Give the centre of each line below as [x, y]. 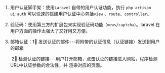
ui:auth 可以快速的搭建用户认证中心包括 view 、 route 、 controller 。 [81, 14]
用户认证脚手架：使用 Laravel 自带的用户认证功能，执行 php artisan [80, 7]
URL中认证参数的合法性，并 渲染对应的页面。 [57, 65]
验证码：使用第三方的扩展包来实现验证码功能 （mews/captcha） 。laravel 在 [85, 25]
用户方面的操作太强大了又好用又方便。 [50, 31]
